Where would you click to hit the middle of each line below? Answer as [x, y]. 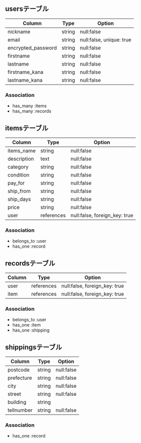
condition [19, 175]
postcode [19, 370]
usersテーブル [27, 9]
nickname [19, 31]
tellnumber [20, 410]
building [17, 402]
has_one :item [26, 325]
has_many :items [29, 106]
